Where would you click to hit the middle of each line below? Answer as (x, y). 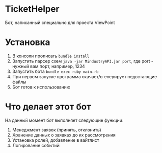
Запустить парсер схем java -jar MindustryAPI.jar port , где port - (83, 61)
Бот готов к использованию (41, 87)
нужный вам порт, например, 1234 (48, 66)
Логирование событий (36, 145)
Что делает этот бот (48, 107)
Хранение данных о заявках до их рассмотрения (64, 135)
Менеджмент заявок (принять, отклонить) (57, 130)
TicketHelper (32, 9)
